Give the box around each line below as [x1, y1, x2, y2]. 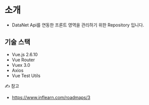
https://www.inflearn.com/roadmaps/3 [11, 94, 91, 100]
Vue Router [11, 57, 35, 63]
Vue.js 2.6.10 [11, 51, 38, 57]
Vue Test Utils [11, 73, 41, 79]
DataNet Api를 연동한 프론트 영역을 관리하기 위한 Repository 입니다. [11, 22, 145, 28]
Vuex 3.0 [11, 62, 31, 68]
